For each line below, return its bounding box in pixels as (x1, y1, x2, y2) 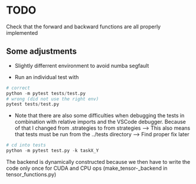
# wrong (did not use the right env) (6, 96, 99, 102)
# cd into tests (6, 142, 46, 148)
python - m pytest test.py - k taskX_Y (6, 148, 99, 154)
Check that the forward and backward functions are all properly (6, 23, 161, 30)
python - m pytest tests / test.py (6, 90, 86, 96)
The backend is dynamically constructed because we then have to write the (6, 159, 191, 165)
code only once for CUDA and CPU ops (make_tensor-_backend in (6, 165, 168, 172)
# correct (6, 85, 31, 91)
